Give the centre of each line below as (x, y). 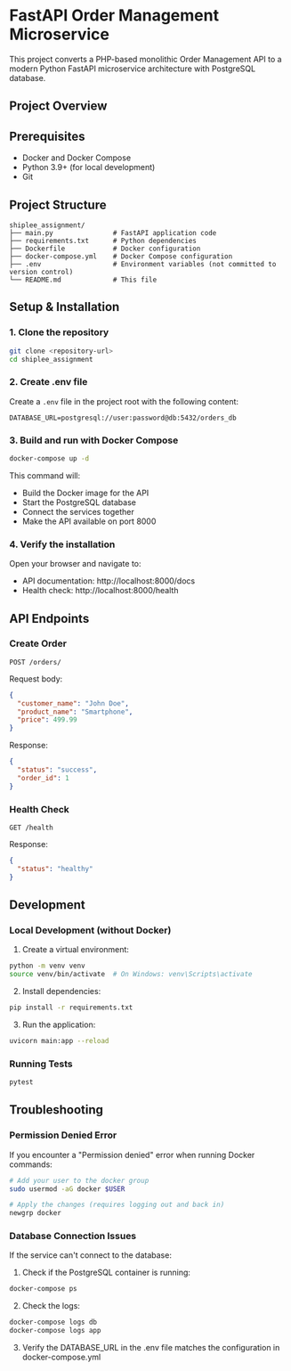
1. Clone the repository (59, 332)
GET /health (31, 828)
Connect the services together (78, 511)
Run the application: (59, 1024)
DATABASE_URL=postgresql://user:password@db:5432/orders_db (123, 418)
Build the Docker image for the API (85, 493)
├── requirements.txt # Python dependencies (103, 241)
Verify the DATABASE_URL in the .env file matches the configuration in (151, 1348)
